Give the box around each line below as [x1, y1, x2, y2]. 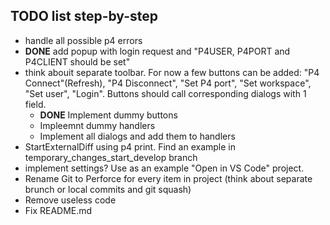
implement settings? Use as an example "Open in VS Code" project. [24, 162, 305, 174]
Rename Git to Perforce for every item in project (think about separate [24, 172, 313, 184]
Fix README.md [24, 204, 93, 216]
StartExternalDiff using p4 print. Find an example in [24, 140, 237, 153]
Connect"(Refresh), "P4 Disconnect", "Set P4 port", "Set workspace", [24, 77, 312, 89]
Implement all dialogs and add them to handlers [39, 130, 236, 142]
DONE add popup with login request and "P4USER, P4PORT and [24, 45, 291, 57]
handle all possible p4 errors [24, 34, 143, 46]
